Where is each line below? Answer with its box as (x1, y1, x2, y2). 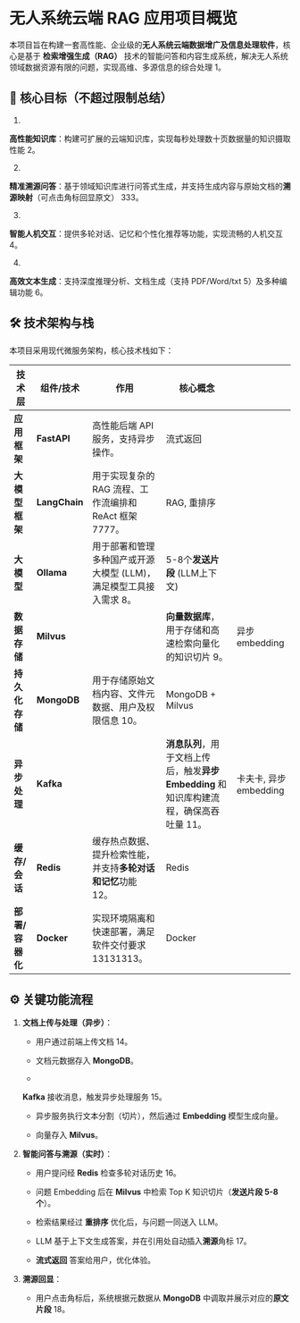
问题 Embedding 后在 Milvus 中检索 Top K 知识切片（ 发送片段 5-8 (35, 1186, 279, 1198)
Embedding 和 (165, 778, 228, 790)
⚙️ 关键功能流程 (9, 991, 94, 1007)
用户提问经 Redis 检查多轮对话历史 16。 (35, 1167, 181, 1178)
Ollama (36, 566, 67, 578)
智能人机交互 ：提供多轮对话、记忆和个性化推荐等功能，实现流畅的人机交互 (9, 228, 283, 239)
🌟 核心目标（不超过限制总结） (9, 90, 172, 105)
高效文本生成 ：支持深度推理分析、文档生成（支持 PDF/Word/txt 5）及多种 (9, 275, 279, 286)
